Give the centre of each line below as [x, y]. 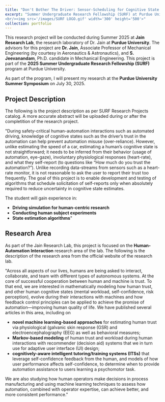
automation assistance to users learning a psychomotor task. [74, 369]
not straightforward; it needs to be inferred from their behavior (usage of [78, 152]
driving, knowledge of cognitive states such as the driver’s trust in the [76, 136]
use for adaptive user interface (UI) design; [56, 348]
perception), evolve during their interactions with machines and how [74, 297]
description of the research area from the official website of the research [79, 256]
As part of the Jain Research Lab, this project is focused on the [69, 245]
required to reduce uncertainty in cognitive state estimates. [65, 189]
